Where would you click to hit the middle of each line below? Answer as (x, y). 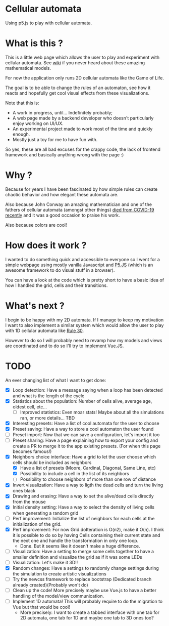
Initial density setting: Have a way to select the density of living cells (83, 507)
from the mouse (29, 502)
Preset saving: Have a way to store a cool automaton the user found (83, 429)
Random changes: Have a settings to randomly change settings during (86, 568)
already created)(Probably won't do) (50, 585)
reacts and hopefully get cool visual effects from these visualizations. (77, 93)
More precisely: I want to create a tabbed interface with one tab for (90, 612)
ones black (24, 491)
